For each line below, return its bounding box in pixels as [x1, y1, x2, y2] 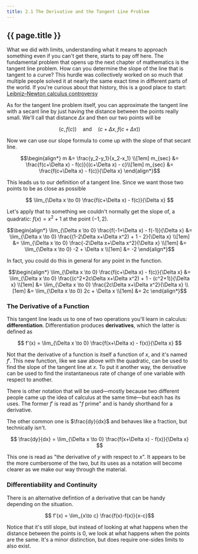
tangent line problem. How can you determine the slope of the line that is [6, 65, 184, 72]
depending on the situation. [6, 500, 74, 507]
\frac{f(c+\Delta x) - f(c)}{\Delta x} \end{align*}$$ [38, 167, 161, 174]
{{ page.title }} [6, 31, 61, 41]
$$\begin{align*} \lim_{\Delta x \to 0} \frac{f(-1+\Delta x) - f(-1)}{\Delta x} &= [6, 227, 193, 234]
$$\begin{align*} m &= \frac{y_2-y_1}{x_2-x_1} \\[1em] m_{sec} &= [20, 155, 179, 162]
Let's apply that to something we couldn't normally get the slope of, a [6, 208, 176, 215]
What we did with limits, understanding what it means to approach [6, 46, 167, 53]
